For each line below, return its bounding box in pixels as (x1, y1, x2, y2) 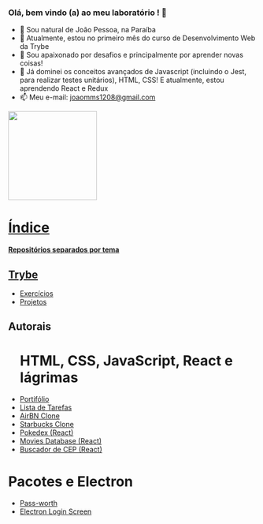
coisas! (19, 58, 43, 68)
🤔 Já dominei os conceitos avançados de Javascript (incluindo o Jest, (19, 67, 246, 77)
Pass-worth (19, 499, 57, 508)
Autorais (8, 320, 52, 334)
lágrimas (19, 369, 79, 386)
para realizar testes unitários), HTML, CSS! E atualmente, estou (19, 75, 224, 85)
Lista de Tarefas (19, 402, 72, 413)
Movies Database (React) (19, 436, 102, 446)
